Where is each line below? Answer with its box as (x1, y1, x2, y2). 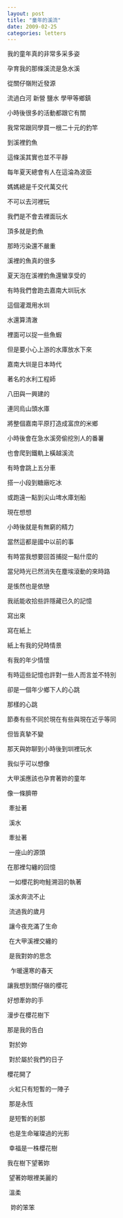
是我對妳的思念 (8, 951, 52, 960)
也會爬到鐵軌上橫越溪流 (7, 449, 74, 457)
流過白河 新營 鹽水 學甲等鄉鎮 (7, 94, 91, 102)
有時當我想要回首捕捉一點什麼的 (7, 553, 98, 561)
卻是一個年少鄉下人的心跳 (7, 686, 80, 694)
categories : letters (7, 29, 67, 37)
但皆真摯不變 (7, 730, 44, 738)
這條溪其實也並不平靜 (7, 153, 68, 161)
